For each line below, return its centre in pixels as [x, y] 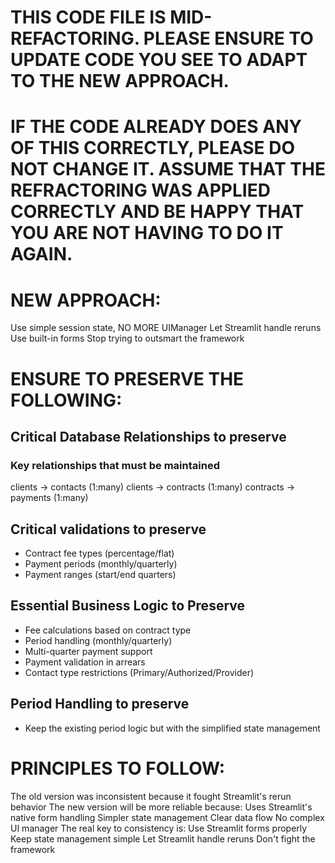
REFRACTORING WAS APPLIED [140, 190]
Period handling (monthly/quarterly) [98, 640]
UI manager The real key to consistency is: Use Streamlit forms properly [159, 828]
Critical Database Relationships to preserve [148, 436]
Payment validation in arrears [85, 662]
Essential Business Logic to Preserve [128, 606]
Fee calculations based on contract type [108, 630]
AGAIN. [41, 254]
